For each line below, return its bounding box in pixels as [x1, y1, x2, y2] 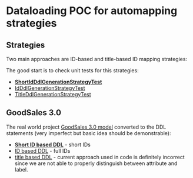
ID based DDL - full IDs [14, 147, 71, 154]
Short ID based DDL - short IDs [14, 141, 91, 148]
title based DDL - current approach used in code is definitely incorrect [14, 153, 185, 160]
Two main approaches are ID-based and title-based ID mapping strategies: [6, 56, 187, 62]
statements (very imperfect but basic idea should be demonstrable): [6, 129, 171, 136]
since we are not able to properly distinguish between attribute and [14, 160, 178, 167]
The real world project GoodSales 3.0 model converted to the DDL [6, 123, 167, 130]
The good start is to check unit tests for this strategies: [6, 67, 139, 74]
